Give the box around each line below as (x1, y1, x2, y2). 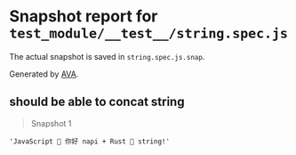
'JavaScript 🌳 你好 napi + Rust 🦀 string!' (9, 136, 171, 146)
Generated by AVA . (9, 69, 79, 79)
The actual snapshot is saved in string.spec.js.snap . (9, 51, 205, 61)
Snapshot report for (9, 6, 158, 27)
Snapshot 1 (30, 118, 72, 128)
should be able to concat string (9, 94, 185, 110)
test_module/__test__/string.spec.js (9, 25, 289, 42)
